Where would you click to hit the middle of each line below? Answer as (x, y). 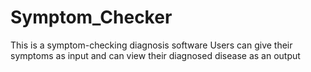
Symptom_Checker (91, 17)
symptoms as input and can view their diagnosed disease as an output (155, 55)
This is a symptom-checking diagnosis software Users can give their (151, 45)
